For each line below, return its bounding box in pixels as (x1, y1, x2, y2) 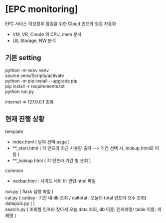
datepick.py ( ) (5, 200, 35, 206)
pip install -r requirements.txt (5, 83, 65, 89)
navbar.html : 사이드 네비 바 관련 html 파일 (12, 177, 96, 183)
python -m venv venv (5, 67, 49, 73)
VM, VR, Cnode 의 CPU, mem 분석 (12, 31, 82, 37)
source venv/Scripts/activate (5, 72, 64, 78)
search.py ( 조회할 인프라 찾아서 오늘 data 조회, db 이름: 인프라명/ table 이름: (5, 206, 156, 212)
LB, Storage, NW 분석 (12, 37, 56, 43)
